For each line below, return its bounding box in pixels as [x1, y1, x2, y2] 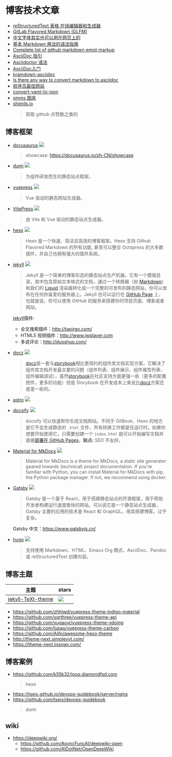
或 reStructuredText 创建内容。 [25, 553, 91, 560]
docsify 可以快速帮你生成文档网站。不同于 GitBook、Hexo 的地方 [25, 417, 163, 424]
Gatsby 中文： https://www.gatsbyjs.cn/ [12, 525, 96, 531]
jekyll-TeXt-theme [8, 595, 54, 603]
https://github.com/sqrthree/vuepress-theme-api [12, 614, 117, 620]
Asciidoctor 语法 [12, 59, 48, 65]
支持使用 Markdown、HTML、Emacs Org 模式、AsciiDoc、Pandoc [25, 547, 167, 553]
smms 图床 [12, 94, 36, 101]
